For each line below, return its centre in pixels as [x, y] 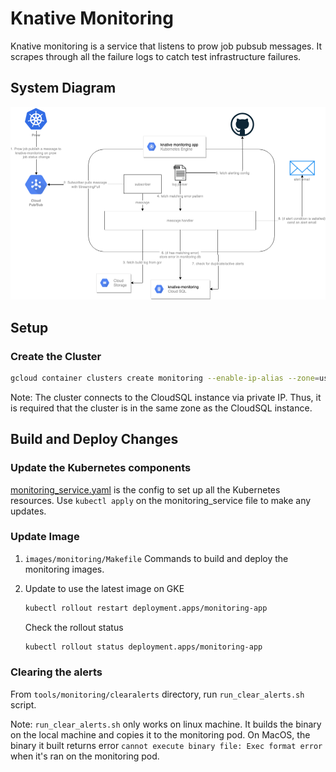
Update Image [45, 537]
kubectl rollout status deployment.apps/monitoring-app [143, 647]
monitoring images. [64, 569]
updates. [28, 511]
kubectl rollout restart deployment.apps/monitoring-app [146, 608]
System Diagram [63, 88]
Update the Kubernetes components [101, 468]
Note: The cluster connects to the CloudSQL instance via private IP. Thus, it [166, 397]
